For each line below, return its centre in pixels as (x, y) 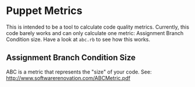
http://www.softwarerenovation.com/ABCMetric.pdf (68, 78)
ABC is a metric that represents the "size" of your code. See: (79, 72)
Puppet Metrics (44, 11)
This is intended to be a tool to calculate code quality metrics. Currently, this (98, 27)
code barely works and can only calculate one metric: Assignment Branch (95, 33)
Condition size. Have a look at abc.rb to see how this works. (78, 39)
